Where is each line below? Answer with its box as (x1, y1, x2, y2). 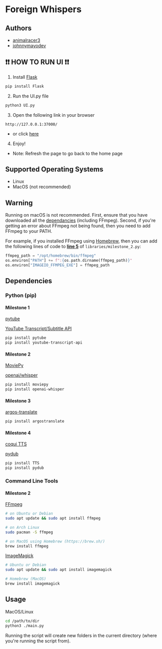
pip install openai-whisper (5, 387, 65, 392)
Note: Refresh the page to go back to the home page (12, 150, 123, 156)
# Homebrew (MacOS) (5, 576, 47, 582)
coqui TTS (5, 441, 27, 447)
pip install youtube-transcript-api (5, 340, 83, 346)
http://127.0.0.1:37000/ (5, 122, 58, 127)
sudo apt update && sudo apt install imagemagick (5, 567, 112, 572)
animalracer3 (12, 37, 40, 43)
